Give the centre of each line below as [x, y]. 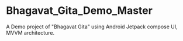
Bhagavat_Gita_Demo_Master [80, 11]
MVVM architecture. [30, 32]
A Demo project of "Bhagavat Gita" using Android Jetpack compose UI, [92, 27]
